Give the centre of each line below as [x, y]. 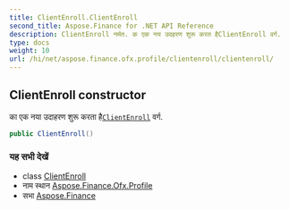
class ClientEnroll [54, 176]
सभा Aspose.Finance [59, 195]
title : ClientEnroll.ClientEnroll [74, 17]
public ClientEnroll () [51, 134]
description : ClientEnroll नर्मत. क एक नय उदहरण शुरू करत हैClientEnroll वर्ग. [145, 34]
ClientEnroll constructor [78, 95]
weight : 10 [30, 51]
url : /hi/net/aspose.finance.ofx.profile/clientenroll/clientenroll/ [142, 59]
